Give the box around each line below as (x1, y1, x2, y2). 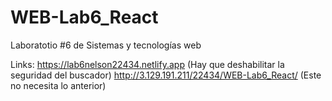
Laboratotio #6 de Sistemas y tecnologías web (10, 39, 202, 51)
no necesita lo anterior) (10, 79, 107, 91)
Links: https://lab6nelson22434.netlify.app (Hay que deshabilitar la (10, 58, 285, 70)
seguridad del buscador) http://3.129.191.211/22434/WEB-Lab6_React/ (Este (10, 69, 322, 81)
